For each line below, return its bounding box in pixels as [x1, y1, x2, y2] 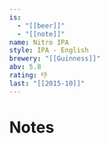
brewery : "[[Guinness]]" [9, 54, 101, 63]
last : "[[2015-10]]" [9, 79, 86, 88]
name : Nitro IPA [9, 37, 69, 47]
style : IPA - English [9, 46, 90, 55]
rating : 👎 [9, 71, 48, 80]
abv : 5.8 [9, 63, 42, 72]
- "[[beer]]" [17, 21, 66, 30]
